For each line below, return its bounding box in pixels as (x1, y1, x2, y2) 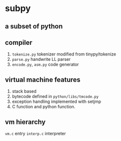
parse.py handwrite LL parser (12, 56, 71, 62)
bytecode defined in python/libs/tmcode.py (12, 94, 99, 99)
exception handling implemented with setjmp (12, 99, 101, 104)
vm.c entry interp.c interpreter (5, 131, 66, 137)
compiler (5, 38, 33, 46)
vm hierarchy (5, 118, 46, 126)
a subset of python (5, 22, 63, 30)
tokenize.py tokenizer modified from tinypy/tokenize (12, 51, 117, 57)
